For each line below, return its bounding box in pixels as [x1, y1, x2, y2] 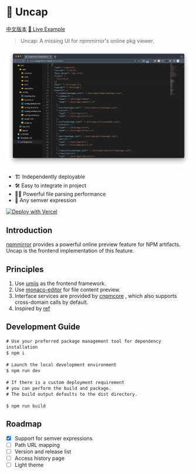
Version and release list [14, 448, 72, 455]
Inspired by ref [14, 304, 50, 311]
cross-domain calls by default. [14, 299, 89, 306]
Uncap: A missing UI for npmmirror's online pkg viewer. [20, 37, 154, 44]
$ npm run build [6, 403, 46, 409]
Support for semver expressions [14, 435, 93, 442]
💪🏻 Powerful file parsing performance [14, 191, 106, 198]
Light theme [14, 461, 44, 468]
